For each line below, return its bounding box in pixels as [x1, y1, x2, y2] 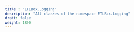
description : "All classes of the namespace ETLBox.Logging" [5, 11, 131, 16]
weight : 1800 [5, 20, 31, 25]
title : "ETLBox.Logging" [5, 7, 57, 12]
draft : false [5, 16, 31, 20]
